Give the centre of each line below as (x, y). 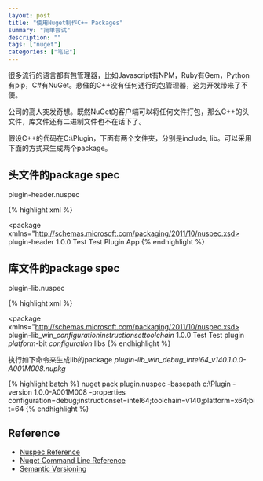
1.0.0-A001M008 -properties (80, 392)
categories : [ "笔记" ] (42, 52)
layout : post (29, 15)
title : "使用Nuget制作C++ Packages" (66, 23)
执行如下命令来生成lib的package (60, 359)
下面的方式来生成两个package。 (60, 148)
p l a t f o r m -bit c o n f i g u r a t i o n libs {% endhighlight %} (89, 343)
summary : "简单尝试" (39, 30)
